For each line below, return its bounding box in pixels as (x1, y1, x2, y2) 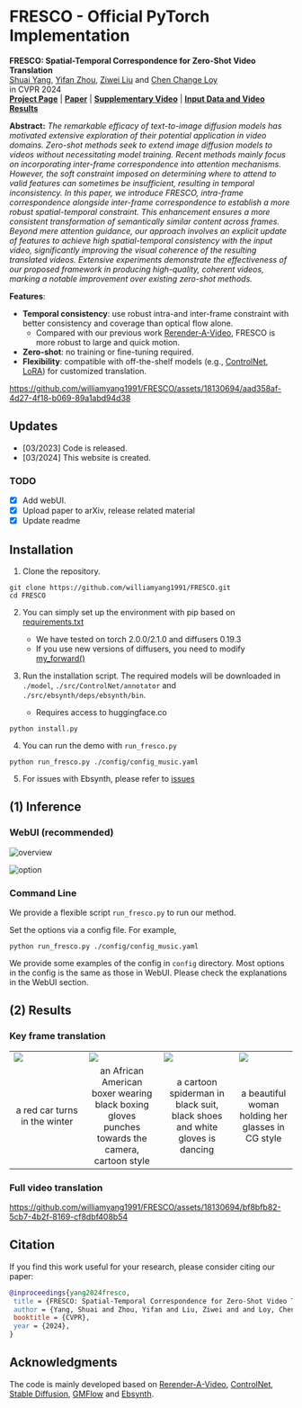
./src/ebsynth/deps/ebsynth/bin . (22, 690, 147, 701)
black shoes (171, 1109, 223, 1122)
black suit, (174, 1098, 218, 1110)
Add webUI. (22, 495, 67, 506)
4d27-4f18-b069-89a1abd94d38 (9, 392, 131, 403)
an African (100, 1064, 145, 1077)
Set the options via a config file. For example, (9, 925, 177, 936)
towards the (96, 1132, 147, 1144)
